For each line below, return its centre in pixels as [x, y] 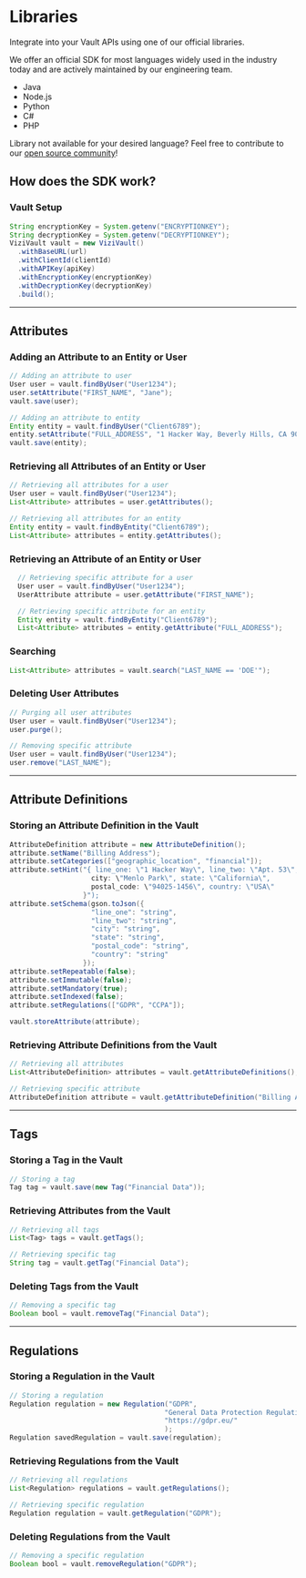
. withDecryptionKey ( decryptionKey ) [85, 285]
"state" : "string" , [128, 938]
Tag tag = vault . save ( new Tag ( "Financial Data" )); [107, 1187]
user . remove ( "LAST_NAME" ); [61, 763]
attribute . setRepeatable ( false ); [73, 972]
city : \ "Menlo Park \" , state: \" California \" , [181, 879]
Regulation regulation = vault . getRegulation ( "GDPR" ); [116, 1513]
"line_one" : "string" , [134, 912]
